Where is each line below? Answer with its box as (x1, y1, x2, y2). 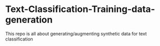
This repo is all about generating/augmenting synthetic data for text (5, 30, 147, 36)
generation (5, 14, 53, 25)
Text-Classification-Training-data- (5, 3, 155, 15)
